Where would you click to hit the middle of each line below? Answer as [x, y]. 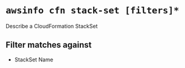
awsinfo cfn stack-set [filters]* [92, 11]
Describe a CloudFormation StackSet [52, 26]
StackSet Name [34, 60]
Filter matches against [49, 45]
